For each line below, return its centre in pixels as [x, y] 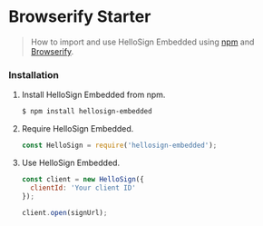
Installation [34, 74]
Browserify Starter [80, 17]
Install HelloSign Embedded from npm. [93, 95]
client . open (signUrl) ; [64, 212]
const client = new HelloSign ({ [83, 179]
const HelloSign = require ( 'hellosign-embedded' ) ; [119, 146]
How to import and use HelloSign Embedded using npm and [142, 42]
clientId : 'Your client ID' [83, 188]
